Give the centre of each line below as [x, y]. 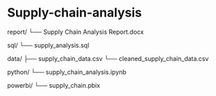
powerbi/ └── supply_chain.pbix [54, 85]
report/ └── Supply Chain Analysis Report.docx [76, 32]
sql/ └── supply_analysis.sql [48, 45]
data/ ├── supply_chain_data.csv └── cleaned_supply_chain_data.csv [108, 58]
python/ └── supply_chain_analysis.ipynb [67, 72]
